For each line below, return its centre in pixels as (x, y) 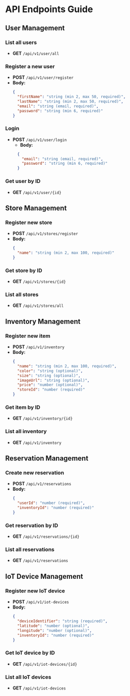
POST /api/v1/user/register (43, 77)
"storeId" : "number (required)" (51, 390)
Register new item (28, 336)
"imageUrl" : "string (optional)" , (53, 380)
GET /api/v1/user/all (36, 53)
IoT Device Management (44, 576)
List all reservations (30, 549)
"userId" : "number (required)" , (51, 503)
